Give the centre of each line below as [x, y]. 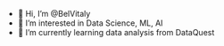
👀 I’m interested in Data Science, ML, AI [90, 23]
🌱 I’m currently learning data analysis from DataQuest [116, 32]
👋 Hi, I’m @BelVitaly [54, 14]
